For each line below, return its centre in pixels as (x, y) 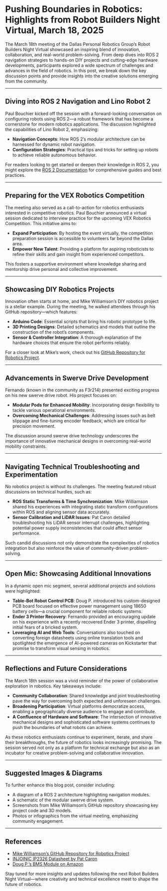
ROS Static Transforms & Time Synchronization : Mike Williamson (80, 501)
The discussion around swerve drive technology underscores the (72, 436)
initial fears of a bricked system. (45, 627)
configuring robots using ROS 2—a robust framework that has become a (79, 119)
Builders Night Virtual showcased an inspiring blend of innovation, (73, 49)
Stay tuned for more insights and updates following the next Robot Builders (82, 874)
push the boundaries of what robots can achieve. (63, 727)
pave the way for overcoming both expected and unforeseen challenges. (87, 701)
